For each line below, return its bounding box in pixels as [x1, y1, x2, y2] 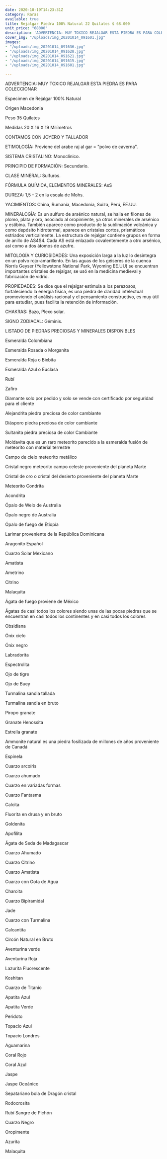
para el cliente [5, 401, 34, 407]
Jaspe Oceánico [5, 1081, 39, 1087]
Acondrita [5, 493, 26, 498]
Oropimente [5, 1129, 30, 1135]
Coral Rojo [5, 1052, 27, 1058]
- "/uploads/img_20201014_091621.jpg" [5, 53, 85, 59]
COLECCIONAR [5, 86, 37, 92]
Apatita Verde [5, 1004, 33, 1010]
